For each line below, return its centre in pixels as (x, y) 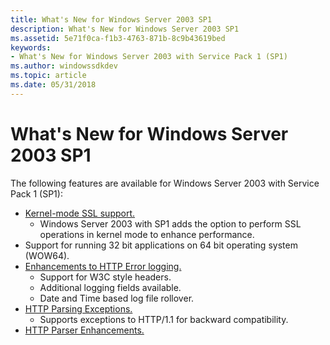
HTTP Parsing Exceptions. (78, 308)
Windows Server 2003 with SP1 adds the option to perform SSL (170, 223)
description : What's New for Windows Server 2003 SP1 (125, 29)
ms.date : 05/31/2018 (53, 85)
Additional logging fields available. (110, 287)
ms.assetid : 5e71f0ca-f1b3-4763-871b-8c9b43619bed (118, 38)
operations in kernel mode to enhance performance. (147, 234)
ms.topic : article (48, 76)
